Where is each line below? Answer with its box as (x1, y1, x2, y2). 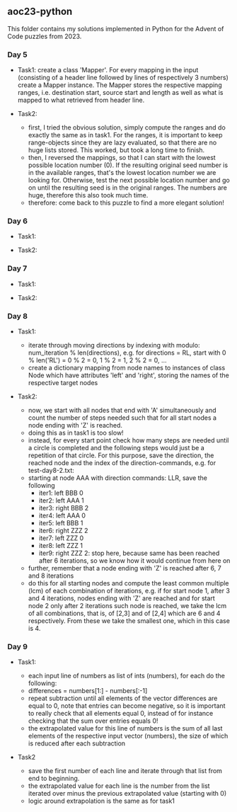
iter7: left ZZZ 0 (38, 534, 84, 542)
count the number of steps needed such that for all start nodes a (28, 413, 217, 422)
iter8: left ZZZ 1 (38, 542, 83, 549)
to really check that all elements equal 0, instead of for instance (28, 709, 214, 718)
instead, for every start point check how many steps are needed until (28, 436, 229, 445)
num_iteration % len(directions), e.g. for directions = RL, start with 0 (28, 348, 226, 357)
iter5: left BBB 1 (38, 519, 83, 527)
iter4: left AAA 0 (38, 511, 86, 520)
